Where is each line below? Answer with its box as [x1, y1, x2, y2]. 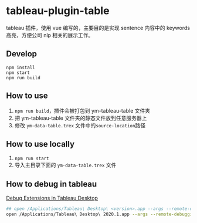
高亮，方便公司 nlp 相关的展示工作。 [6, 31, 94, 39]
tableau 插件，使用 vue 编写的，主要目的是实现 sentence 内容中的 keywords [6, 24, 191, 31]
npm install [6, 65, 35, 70]
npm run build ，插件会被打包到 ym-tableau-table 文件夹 [14, 107, 151, 114]
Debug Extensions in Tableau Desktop [6, 195, 98, 202]
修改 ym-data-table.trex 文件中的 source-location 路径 [14, 121, 145, 129]
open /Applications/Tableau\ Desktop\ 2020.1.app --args [6, 211, 148, 218]
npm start [6, 69, 30, 76]
